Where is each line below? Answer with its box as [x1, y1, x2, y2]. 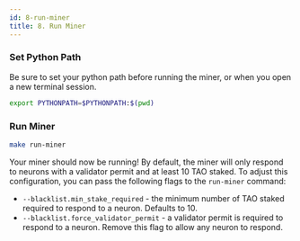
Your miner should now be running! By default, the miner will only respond [9, 156, 284, 167]
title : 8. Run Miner [9, 22, 87, 31]
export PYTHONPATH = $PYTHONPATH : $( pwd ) [9, 98, 154, 108]
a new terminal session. [9, 81, 97, 92]
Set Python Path [9, 51, 82, 64]
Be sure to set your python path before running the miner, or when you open [9, 71, 292, 82]
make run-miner [9, 140, 66, 149]
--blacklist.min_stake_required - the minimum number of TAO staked [22, 192, 285, 203]
